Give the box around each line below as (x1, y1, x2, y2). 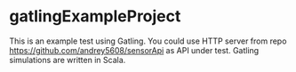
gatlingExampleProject (9, 6, 181, 27)
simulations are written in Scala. (9, 54, 126, 65)
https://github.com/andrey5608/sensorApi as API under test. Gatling (9, 44, 260, 55)
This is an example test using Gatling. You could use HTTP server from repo (9, 36, 287, 46)
